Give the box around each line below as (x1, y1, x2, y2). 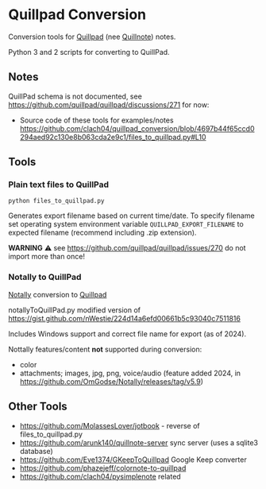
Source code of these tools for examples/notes (19, 115, 174, 125)
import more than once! (8, 252, 86, 262)
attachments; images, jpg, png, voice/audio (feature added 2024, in (19, 368, 241, 378)
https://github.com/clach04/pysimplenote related (19, 472, 181, 481)
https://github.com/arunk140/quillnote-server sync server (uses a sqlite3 (19, 437, 258, 447)
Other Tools (8, 400, 67, 413)
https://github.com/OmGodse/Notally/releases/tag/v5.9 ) (19, 376, 204, 386)
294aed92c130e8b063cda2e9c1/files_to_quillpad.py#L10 (19, 132, 206, 142)
